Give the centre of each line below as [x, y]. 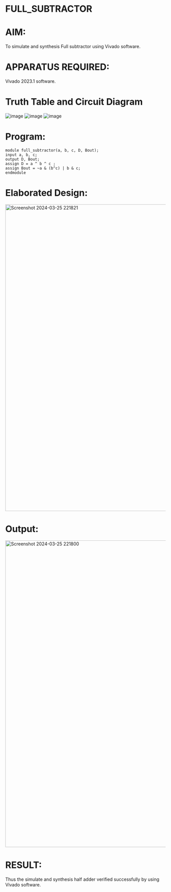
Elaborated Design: [47, 193]
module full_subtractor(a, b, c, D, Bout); [52, 150]
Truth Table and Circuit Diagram [74, 102]
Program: [25, 137]
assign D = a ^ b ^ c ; [31, 164]
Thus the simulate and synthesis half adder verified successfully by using [82, 879]
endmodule [16, 173]
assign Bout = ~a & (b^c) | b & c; [43, 168]
